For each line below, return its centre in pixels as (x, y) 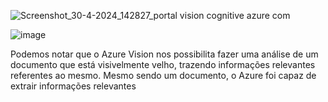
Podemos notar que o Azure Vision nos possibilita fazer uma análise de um (164, 54)
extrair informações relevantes (73, 86)
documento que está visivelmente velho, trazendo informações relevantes (163, 64)
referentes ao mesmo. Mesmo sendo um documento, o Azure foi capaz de (163, 75)
